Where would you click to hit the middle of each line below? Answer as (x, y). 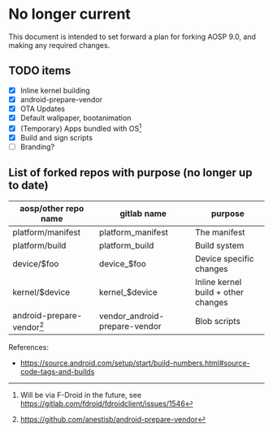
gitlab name (143, 214)
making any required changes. (59, 45)
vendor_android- (132, 316)
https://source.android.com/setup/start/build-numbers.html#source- (135, 363)
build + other (219, 292)
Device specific (224, 258)
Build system (219, 245)
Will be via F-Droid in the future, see (81, 395)
